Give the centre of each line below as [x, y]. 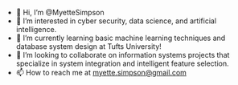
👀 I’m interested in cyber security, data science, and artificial [116, 21]
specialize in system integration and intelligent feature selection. [122, 63]
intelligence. [36, 29]
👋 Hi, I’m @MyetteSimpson [60, 12]
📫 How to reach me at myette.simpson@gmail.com [101, 73]
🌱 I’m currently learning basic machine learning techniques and [121, 38]
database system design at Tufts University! [89, 47]
